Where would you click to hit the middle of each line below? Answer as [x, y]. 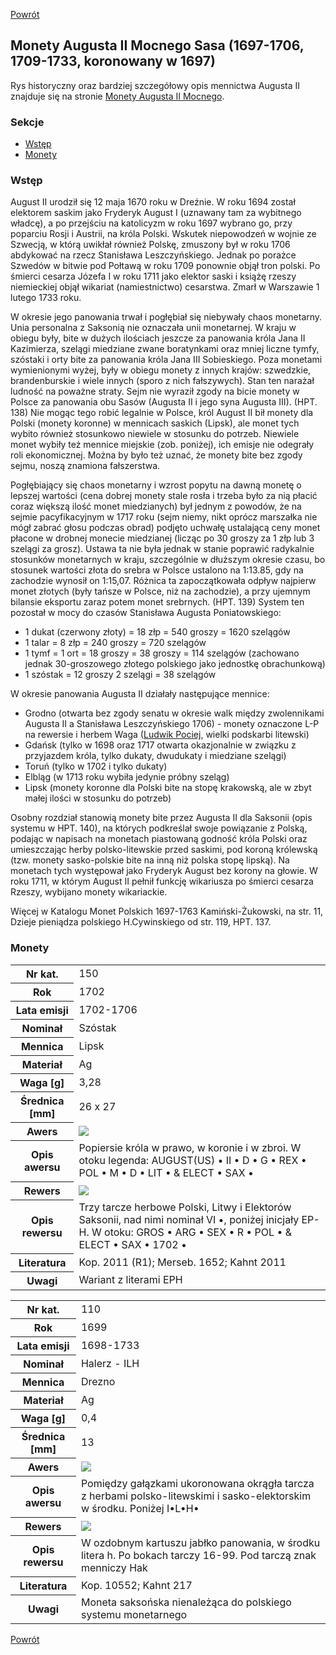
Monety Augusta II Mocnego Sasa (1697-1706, [157, 45]
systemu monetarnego [134, 1615]
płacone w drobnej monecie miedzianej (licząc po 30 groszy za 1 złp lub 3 [162, 538]
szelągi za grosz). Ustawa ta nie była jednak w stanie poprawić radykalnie [162, 549]
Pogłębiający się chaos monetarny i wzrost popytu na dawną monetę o [156, 485]
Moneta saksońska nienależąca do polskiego [186, 1602]
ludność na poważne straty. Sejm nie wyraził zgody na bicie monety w [155, 391]
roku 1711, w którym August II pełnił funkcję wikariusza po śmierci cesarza [162, 881]
